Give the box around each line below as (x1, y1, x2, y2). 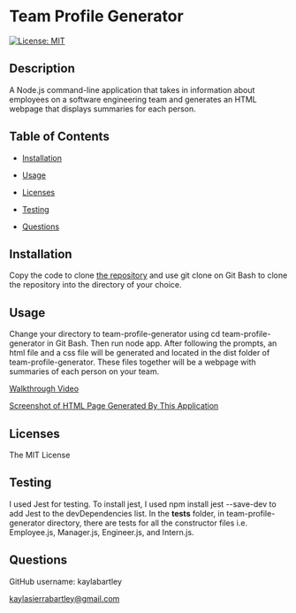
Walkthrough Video (9, 383, 80, 395)
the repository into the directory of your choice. (9, 280, 182, 290)
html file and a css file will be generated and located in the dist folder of (9, 348, 270, 358)
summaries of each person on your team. (9, 366, 160, 377)
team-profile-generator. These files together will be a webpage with (9, 356, 256, 368)
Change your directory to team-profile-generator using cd (9, 329, 221, 340)
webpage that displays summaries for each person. (9, 103, 196, 114)
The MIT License (9, 449, 71, 460)
